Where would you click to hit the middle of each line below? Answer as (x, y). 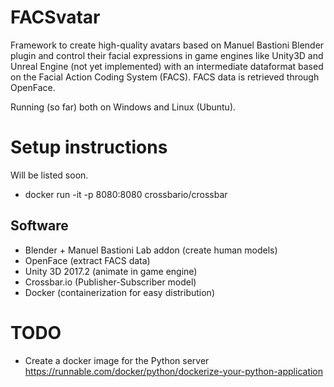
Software (39, 226)
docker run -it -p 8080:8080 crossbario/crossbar (126, 194)
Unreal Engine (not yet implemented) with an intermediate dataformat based (167, 66)
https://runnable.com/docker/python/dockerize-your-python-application (174, 371)
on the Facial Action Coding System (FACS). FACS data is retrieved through (165, 77)
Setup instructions (89, 147)
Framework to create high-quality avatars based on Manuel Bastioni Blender (167, 45)
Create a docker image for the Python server (117, 360)
